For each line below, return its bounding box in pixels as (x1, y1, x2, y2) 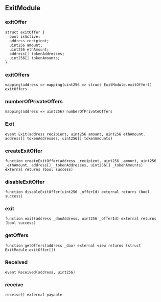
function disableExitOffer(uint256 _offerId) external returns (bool (5, 190, 150, 194)
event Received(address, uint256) (5, 270, 76, 275)
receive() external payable (5, 292, 63, 298)
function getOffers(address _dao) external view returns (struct (5, 243, 141, 248)
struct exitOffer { (5, 29, 45, 35)
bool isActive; (9, 34, 41, 39)
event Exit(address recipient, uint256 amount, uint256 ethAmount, (5, 132, 146, 137)
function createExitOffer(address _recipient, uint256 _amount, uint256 (5, 158, 157, 164)
